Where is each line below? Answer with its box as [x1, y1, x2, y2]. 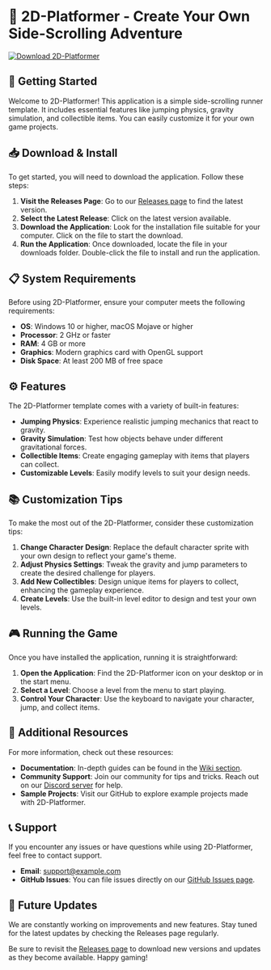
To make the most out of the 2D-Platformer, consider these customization [8, 518, 254, 528]
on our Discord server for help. [19, 780, 123, 790]
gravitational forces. [19, 442, 87, 452]
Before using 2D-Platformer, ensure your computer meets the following [8, 297, 245, 307]
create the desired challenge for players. [19, 568, 156, 577]
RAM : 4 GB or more [19, 339, 87, 348]
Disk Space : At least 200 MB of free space [19, 356, 163, 366]
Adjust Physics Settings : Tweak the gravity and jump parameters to [19, 559, 248, 569]
